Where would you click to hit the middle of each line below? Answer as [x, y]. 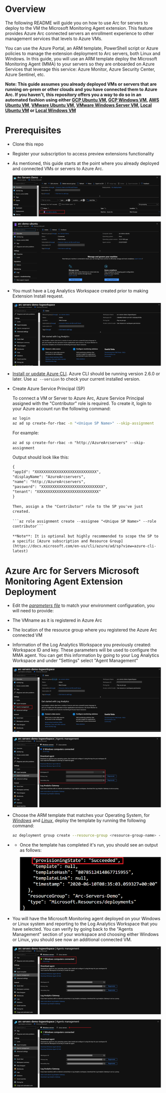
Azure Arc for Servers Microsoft [72, 571]
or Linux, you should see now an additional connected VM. [72, 940]
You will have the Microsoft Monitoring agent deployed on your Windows [86, 918]
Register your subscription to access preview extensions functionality [83, 153]
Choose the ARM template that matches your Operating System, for [81, 815]
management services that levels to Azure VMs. [54, 39]
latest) [20, 551]
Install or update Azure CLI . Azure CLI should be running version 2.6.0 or [86, 373]
